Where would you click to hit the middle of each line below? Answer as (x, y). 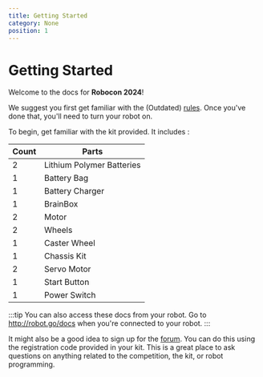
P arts (93, 151)
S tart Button (67, 283)
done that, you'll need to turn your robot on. (81, 116)
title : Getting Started (48, 16)
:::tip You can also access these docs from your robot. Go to (107, 315)
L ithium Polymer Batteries (92, 165)
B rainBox (61, 204)
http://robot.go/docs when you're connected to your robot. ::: (109, 323)
